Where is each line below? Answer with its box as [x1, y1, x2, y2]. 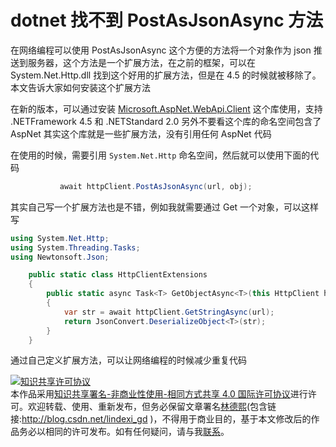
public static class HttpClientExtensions [28, 270, 208, 280]
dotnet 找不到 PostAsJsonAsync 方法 [10, 9, 324, 32]
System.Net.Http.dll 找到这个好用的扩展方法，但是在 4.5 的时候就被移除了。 [10, 69, 322, 81]
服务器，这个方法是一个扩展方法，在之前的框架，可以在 [27, 56, 256, 68]
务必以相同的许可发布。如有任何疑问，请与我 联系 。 [18, 426, 230, 438]
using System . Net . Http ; [10, 233, 110, 243]
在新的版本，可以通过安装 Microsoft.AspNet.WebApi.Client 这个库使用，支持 [10, 102, 323, 115]
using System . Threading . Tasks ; [10, 242, 141, 253]
